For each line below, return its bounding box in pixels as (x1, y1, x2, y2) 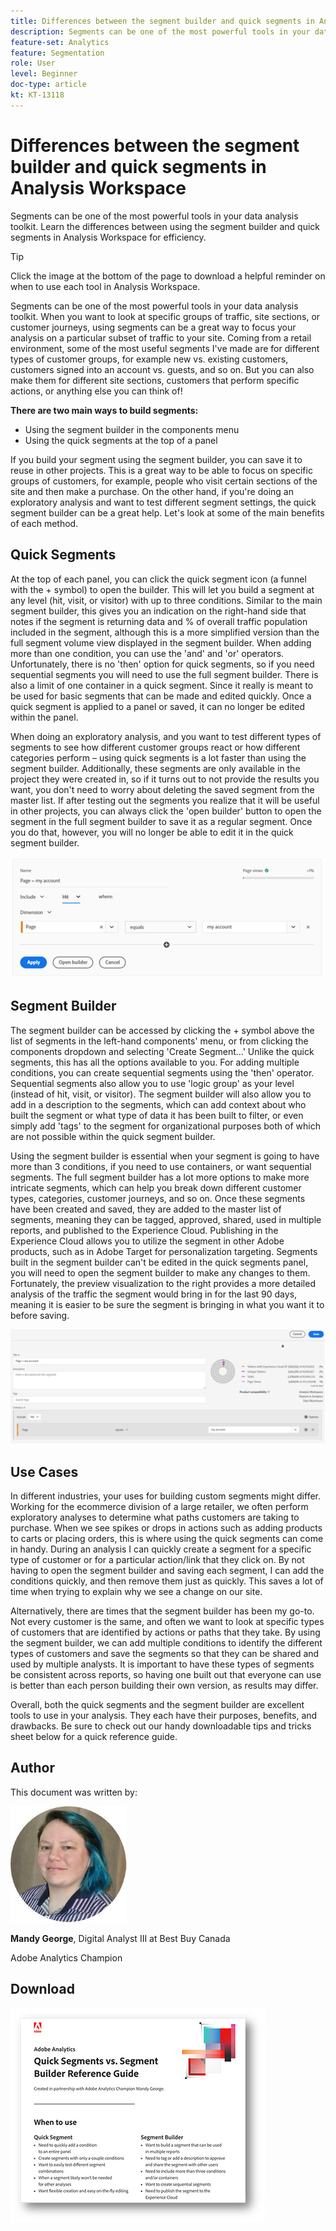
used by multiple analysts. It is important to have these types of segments (10, 1658, 315, 1670)
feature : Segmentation (10, 48, 105, 58)
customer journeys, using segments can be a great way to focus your (10, 321, 297, 333)
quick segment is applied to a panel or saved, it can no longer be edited (10, 700, 305, 712)
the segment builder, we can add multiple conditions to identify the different (10, 1637, 323, 1649)
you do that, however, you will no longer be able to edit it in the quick (10, 826, 294, 838)
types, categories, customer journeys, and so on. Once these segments (10, 1192, 306, 1204)
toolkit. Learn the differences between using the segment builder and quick (10, 220, 321, 232)
